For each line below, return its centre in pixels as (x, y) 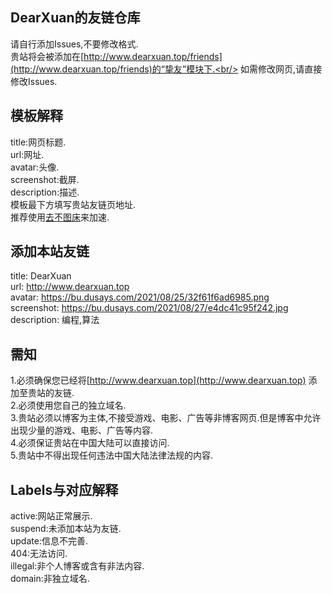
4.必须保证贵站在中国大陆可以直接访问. (90, 443)
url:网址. (27, 154)
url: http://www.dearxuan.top (70, 287)
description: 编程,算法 (55, 320)
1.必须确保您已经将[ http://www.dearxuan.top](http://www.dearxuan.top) (158, 380)
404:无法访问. (39, 554)
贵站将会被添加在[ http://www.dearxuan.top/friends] (116, 56)
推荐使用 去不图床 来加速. (60, 217)
